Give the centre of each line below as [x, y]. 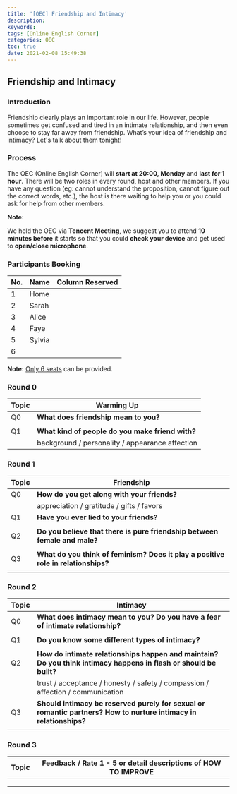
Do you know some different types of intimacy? [119, 640]
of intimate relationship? [79, 626]
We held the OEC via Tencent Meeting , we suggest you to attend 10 [107, 231]
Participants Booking [44, 264]
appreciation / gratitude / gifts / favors [100, 505]
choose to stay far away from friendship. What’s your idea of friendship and [117, 132]
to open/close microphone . [48, 246]
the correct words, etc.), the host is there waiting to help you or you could [114, 196]
